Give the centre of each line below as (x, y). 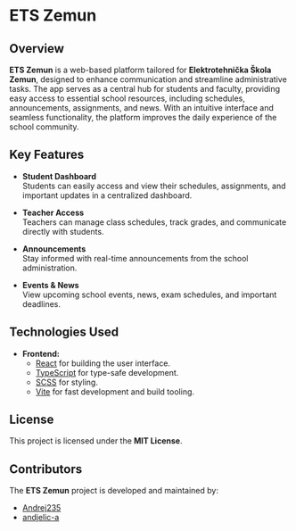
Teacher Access (53, 212)
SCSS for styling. (66, 382)
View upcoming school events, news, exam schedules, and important (149, 295)
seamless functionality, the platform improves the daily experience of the (143, 117)
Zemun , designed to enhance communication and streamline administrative (148, 79)
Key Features (47, 155)
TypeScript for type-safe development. (107, 372)
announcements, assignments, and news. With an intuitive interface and (142, 108)
